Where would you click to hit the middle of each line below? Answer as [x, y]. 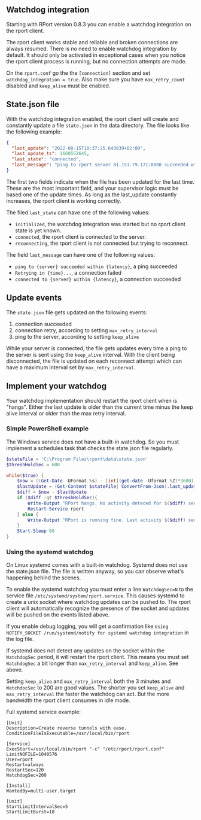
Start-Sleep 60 [36, 531]
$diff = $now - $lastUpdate [52, 492]
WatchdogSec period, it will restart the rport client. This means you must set [98, 657]
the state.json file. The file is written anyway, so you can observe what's [95, 572]
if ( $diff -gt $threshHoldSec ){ [57, 498]
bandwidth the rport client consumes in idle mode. [68, 700]
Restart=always [25, 765]
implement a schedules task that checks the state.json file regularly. [90, 448]
